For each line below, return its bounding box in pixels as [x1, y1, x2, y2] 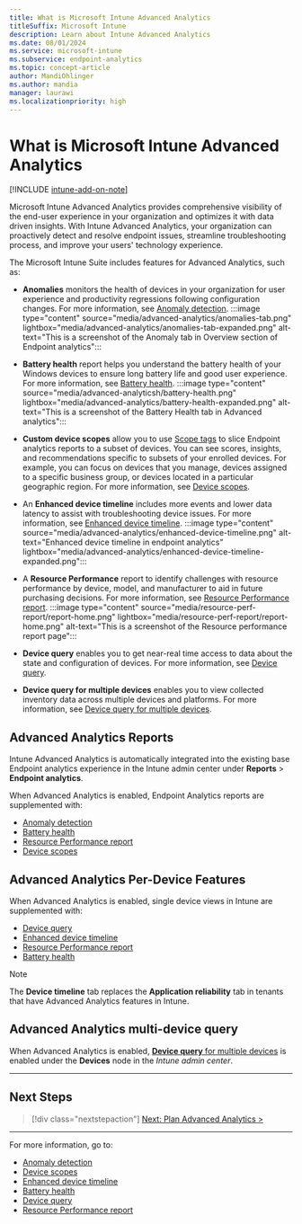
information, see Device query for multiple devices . [22, 704, 213, 714]
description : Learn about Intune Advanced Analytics [9, 30, 211, 39]
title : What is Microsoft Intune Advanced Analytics [9, 13, 211, 22]
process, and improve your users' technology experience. [9, 240, 224, 251]
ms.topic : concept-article [9, 64, 111, 73]
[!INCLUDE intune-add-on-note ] [9, 184, 129, 195]
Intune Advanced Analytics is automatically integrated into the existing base [9, 754, 290, 765]
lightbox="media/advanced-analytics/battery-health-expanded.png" [22, 397, 277, 408]
